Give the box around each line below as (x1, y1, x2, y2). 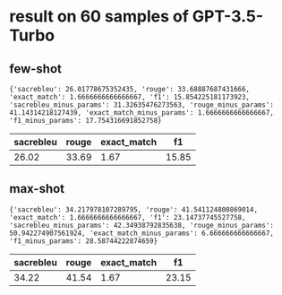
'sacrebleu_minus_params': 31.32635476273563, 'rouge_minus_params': (9, 100, 275, 109)
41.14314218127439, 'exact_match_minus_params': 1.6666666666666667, (9, 108, 275, 117)
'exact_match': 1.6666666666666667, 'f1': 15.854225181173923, (9, 92, 251, 101)
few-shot (9, 61, 63, 76)
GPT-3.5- (192, 6, 264, 27)
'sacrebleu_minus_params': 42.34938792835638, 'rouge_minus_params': (9, 221, 275, 230)
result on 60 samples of (9, 6, 190, 27)
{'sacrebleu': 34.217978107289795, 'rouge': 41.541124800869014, (9, 204, 258, 214)
